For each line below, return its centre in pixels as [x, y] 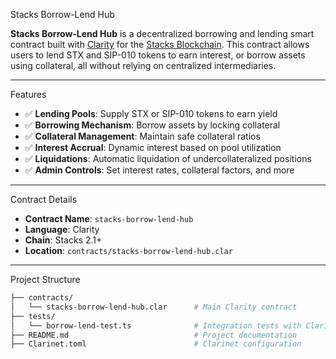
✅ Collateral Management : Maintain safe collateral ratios [142, 136]
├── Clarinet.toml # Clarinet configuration [156, 344]
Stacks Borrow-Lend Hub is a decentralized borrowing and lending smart [162, 33]
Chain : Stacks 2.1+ [63, 240]
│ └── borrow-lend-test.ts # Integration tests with [156, 325]
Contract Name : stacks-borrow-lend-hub [109, 218]
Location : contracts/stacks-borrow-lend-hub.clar [128, 250]
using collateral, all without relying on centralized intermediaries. [143, 65]
